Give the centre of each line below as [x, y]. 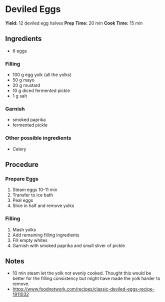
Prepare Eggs [22, 178]
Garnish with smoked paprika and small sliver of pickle [68, 245]
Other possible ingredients [38, 138]
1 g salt [20, 96]
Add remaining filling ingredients [46, 235]
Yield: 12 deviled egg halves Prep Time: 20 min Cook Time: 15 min [74, 23]
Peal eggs [23, 200]
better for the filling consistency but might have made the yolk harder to [86, 278]
